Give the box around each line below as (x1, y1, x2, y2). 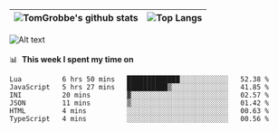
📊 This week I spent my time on (9, 54, 134, 64)
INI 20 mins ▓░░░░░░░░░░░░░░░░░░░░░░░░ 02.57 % (9, 90, 270, 99)
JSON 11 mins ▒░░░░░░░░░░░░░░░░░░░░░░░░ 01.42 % (9, 99, 270, 108)
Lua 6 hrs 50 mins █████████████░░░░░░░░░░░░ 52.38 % (9, 75, 270, 84)
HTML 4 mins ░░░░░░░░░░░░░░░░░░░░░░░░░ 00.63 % (9, 107, 270, 116)
